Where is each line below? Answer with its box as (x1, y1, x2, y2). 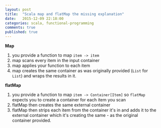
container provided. (12, 117, 52, 123)
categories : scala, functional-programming (5, 20, 94, 26)
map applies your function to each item (12, 63, 90, 68)
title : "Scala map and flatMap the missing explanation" (5, 12, 124, 16)
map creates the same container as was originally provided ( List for (12, 68, 148, 73)
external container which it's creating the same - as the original (12, 112, 138, 118)
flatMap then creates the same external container (12, 102, 111, 108)
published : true (5, 30, 38, 34)
